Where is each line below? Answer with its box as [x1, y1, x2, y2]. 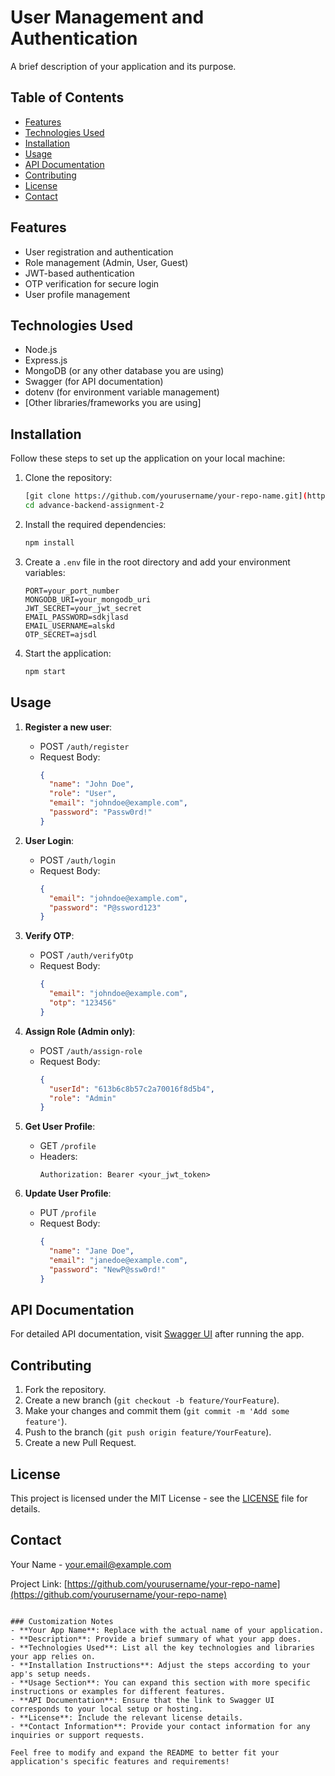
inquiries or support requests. [10, 1730, 145, 1740]
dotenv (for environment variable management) [24, 386, 220, 398]
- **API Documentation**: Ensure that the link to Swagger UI [10, 1695, 275, 1705]
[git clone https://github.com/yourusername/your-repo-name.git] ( [24, 491, 308, 501]
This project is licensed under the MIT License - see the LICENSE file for [10, 1492, 308, 1505]
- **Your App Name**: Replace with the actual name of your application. [10, 1625, 325, 1635]
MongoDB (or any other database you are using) [24, 365, 225, 377]
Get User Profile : [24, 1121, 96, 1133]
